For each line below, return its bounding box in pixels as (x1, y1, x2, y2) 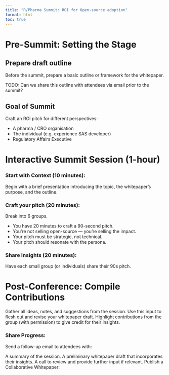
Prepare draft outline (5, 59, 72, 67)
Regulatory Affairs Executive (12, 136, 72, 142)
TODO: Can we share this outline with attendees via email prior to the (5, 82, 149, 88)
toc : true (5, 17, 26, 22)
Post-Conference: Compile (5, 281, 120, 292)
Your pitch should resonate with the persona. (12, 239, 107, 245)
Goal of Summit (5, 102, 55, 110)
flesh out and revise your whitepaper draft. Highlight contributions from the (5, 314, 162, 320)
